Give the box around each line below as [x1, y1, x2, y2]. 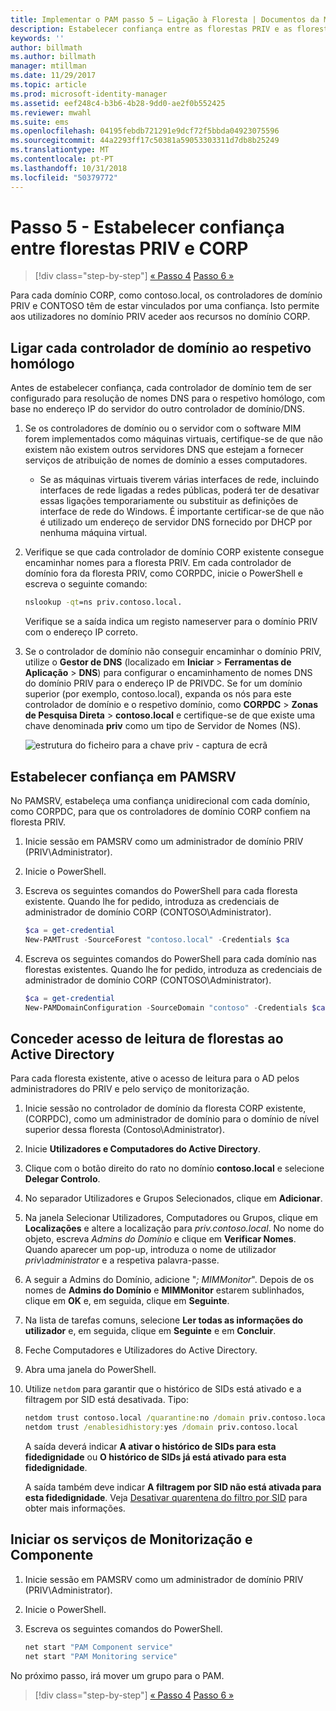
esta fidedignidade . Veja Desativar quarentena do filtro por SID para [24, 1492, 308, 1503]
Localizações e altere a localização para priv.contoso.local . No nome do [24, 1222, 325, 1235]
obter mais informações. [24, 1502, 126, 1514]
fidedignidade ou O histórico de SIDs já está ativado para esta [24, 1451, 287, 1463]
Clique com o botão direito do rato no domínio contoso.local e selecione [24, 1162, 325, 1175]
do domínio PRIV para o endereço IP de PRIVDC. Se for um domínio [24, 677, 303, 690]
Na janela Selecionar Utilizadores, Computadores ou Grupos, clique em [24, 1212, 318, 1224]
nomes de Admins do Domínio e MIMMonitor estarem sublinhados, [24, 1284, 305, 1296]
